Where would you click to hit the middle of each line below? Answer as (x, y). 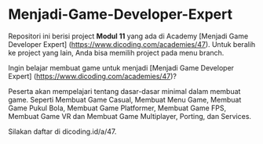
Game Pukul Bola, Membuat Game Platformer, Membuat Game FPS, (117, 108)
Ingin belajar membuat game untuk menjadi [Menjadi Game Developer (121, 67)
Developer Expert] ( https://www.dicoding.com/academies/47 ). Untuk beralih (132, 44)
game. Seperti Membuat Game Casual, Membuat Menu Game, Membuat (125, 99)
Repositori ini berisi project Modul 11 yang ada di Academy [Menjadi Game (128, 36)
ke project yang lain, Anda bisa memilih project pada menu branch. (116, 52)
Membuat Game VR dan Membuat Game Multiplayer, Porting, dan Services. (130, 116)
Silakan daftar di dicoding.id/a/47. (62, 131)
